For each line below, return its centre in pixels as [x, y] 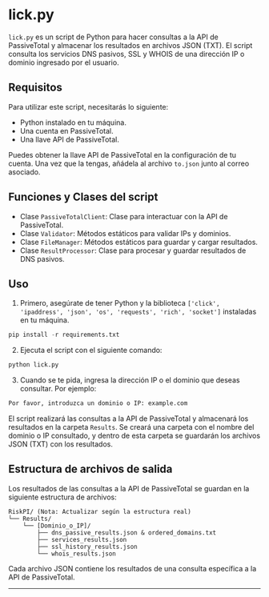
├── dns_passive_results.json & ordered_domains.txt [127, 533]
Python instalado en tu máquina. [73, 122]
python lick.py [34, 365]
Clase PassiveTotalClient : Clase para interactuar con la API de [124, 216]
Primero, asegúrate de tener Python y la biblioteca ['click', [120, 303]
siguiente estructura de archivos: [63, 497]
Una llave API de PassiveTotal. [70, 139]
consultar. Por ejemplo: [58, 389]
